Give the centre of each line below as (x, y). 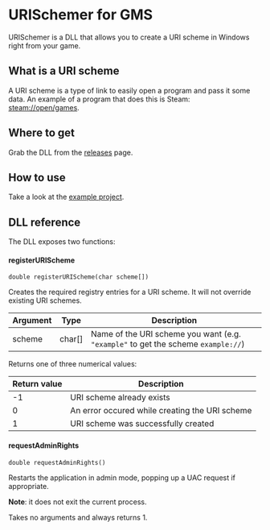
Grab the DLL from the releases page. (71, 152)
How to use (37, 178)
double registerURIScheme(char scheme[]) (79, 277)
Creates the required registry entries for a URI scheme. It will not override (130, 292)
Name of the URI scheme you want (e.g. (166, 334)
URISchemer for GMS (81, 15)
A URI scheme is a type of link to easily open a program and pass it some (129, 90)
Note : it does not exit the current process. (78, 502)
